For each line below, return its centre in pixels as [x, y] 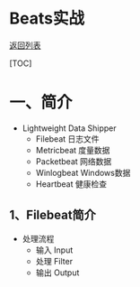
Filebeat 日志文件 [68, 139]
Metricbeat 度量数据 [73, 150]
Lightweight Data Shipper [69, 128]
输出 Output [57, 273]
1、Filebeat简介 [53, 215]
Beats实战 [47, 19]
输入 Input [54, 250]
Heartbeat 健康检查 [71, 184]
